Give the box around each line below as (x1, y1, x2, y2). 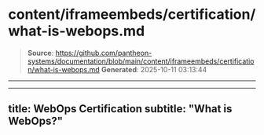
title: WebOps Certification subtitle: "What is (8, 102, 233, 115)
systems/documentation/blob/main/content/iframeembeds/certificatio (27, 57, 255, 66)
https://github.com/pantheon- (55, 48, 152, 57)
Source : (27, 48, 54, 57)
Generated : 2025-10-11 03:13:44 (101, 64, 207, 74)
